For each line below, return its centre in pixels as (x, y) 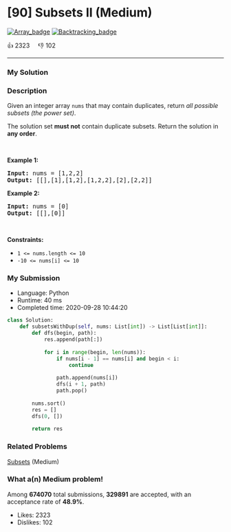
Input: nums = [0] (38, 207)
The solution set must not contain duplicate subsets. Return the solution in (113, 126)
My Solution (28, 72)
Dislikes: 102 (35, 522)
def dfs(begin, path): (64, 333)
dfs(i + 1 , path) (81, 384)
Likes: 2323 (34, 515)
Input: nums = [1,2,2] (45, 174)
